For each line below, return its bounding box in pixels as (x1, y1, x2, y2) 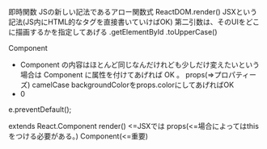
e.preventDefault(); (8, 105, 72, 114)
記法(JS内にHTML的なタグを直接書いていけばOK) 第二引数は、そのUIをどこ (8, 17, 261, 27)
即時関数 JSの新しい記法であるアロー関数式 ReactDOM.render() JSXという (8, 7, 257, 16)
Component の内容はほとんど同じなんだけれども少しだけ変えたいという (19, 60, 261, 69)
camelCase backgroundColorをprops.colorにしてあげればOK (32, 80, 235, 89)
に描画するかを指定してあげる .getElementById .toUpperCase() (8, 27, 218, 36)
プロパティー (214, 70, 256, 79)
